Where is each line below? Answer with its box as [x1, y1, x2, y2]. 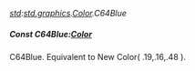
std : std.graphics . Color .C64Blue [9, 8, 128, 18]
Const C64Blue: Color [9, 28, 93, 39]
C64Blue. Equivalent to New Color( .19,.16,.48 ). [9, 51, 187, 62]
